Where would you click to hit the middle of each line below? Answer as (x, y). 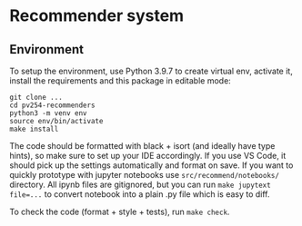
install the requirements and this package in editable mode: (121, 81)
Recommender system (97, 16)
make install (34, 129)
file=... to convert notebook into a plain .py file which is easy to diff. (140, 194)
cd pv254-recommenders (52, 105)
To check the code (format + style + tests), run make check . (120, 211)
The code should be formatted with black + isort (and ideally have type (142, 146)
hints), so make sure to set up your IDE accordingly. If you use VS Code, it (148, 156)
